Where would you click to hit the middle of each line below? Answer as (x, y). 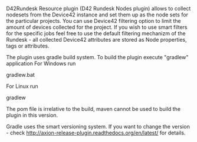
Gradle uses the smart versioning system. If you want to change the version (98, 126)
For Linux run (22, 86)
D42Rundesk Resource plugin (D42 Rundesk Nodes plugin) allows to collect (98, 9)
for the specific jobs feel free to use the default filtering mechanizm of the (96, 33)
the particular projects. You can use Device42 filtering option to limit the (93, 21)
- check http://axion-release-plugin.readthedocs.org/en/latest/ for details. (96, 133)
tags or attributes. (28, 46)
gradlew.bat (21, 75)
